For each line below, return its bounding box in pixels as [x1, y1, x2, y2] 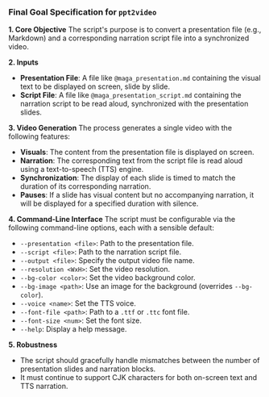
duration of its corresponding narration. [19, 182, 151, 191]
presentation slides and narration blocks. [19, 364, 156, 374]
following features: [8, 132, 71, 141]
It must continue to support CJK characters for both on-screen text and [19, 373, 258, 382]
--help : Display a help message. [19, 324, 127, 334]
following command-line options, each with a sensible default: [8, 223, 215, 232]
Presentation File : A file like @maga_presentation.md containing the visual [19, 73, 261, 83]
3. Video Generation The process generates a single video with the [8, 123, 232, 133]
